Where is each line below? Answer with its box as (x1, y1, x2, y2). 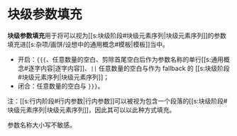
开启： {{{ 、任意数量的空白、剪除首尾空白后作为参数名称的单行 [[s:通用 (17, 55, 224, 64)
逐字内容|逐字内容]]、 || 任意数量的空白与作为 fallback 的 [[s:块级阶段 (28, 64, 231, 72)
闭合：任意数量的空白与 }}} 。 (17, 81, 104, 90)
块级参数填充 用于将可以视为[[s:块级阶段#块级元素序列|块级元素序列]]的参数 (7, 31, 227, 40)
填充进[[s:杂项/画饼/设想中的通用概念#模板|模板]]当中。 (7, 40, 169, 48)
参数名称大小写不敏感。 (7, 120, 76, 129)
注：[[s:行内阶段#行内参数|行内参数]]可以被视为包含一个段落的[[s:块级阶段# (7, 96, 228, 105)
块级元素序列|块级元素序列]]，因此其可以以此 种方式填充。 (7, 106, 176, 114)
